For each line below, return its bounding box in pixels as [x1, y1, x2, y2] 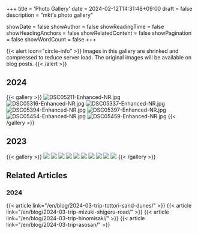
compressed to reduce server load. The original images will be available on [6, 54, 192, 61]
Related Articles [6, 170, 68, 181]
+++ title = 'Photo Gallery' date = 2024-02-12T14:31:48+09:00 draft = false [6, 5, 193, 12]
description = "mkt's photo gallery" [6, 11, 94, 19]
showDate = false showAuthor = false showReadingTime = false [6, 23, 164, 30]
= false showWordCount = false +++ [6, 36, 97, 43]
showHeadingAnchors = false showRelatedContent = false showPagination [6, 29, 192, 37]
